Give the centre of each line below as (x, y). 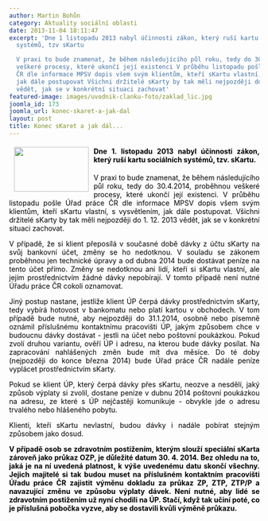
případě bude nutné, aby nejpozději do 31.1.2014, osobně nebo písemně (134, 318)
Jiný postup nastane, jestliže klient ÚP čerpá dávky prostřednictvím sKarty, (134, 301)
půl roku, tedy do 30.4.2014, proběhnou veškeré (177, 186)
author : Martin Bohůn (45, 16)
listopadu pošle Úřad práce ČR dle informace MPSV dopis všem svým (134, 203)
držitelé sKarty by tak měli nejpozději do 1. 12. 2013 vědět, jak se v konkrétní (134, 220)
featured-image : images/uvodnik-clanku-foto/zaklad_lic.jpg (111, 96)
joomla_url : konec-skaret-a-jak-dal (70, 111)
